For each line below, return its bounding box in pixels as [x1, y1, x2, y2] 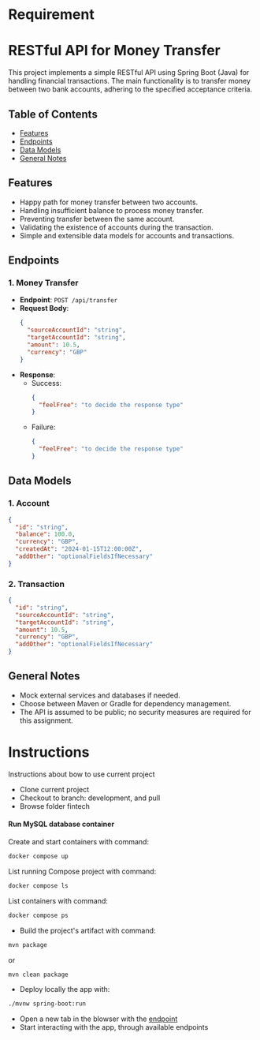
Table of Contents [8, 107, 98, 121]
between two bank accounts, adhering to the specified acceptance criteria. [8, 84, 253, 94]
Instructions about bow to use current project [8, 769, 155, 779]
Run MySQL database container [8, 819, 115, 829]
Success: [31, 378, 61, 387]
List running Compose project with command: [8, 866, 157, 876]
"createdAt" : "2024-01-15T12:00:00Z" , [15, 545, 143, 553]
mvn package [8, 941, 47, 948]
